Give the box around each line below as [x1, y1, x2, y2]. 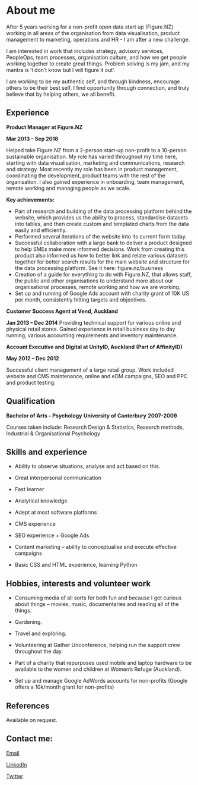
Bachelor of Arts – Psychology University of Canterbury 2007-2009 [6, 412, 177, 419]
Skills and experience [6, 447, 88, 457]
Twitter [6, 773, 24, 780]
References [6, 701, 50, 711]
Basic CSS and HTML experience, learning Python [14, 561, 138, 569]
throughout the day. [14, 648, 63, 655]
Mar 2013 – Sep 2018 [6, 135, 59, 142]
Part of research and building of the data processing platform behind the [14, 208, 192, 215]
